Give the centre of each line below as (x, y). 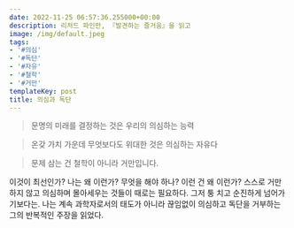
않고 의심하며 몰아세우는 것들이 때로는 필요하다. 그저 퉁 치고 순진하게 (143, 193)
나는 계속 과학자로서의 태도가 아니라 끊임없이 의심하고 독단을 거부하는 (162, 204)
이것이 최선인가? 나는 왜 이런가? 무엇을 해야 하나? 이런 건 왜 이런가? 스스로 (137, 182)
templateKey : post (43, 91)
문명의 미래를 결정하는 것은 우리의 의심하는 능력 (112, 125)
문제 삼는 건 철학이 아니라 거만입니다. (95, 163)
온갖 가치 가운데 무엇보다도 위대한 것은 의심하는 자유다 (124, 144)
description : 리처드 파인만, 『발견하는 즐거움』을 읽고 (100, 26)
